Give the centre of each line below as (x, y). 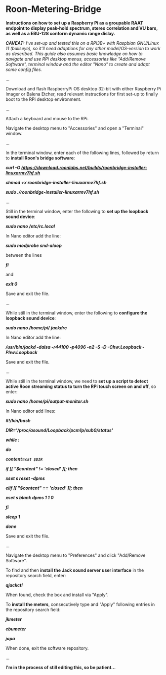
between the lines (24, 255)
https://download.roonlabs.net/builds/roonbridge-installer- (84, 167)
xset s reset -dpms (25, 478)
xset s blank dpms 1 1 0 (30, 497)
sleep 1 (13, 517)
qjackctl (14, 585)
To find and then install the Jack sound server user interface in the (75, 570)
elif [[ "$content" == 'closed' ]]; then (44, 488)
